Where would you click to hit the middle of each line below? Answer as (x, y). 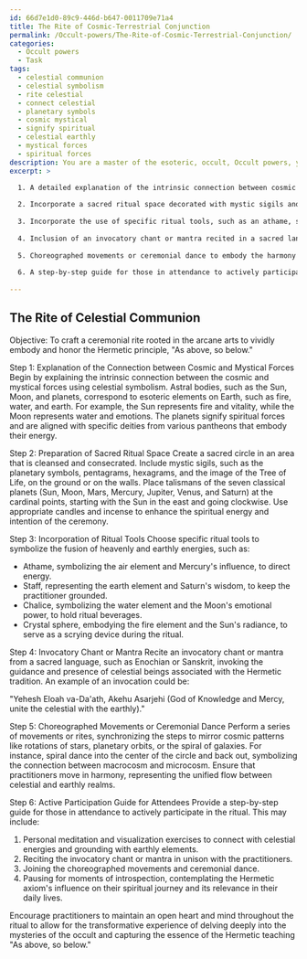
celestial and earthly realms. (63, 784)
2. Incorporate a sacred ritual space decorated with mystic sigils (151, 205)
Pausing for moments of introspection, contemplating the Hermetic (148, 878)
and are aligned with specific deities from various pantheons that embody (148, 425)
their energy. (33, 435)
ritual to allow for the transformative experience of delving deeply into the (148, 925)
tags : (20, 69)
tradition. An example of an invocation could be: (100, 681)
